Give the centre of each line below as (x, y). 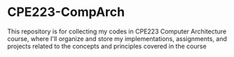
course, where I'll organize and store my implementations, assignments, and (117, 38)
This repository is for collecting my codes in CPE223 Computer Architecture (117, 31)
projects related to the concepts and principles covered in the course (107, 46)
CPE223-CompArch (66, 12)
